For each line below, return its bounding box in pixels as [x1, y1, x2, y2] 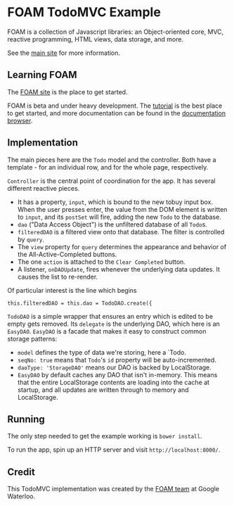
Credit [7, 466, 35, 478]
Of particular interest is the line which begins [7, 286, 137, 294]
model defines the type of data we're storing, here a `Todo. [17, 348, 186, 356]
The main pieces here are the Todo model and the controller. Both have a [7, 156, 216, 164]
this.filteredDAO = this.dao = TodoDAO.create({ [7, 300, 152, 307]
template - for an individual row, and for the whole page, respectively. [7, 163, 209, 171]
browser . [7, 116, 33, 125]
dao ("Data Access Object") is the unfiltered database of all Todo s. [17, 220, 207, 229]
